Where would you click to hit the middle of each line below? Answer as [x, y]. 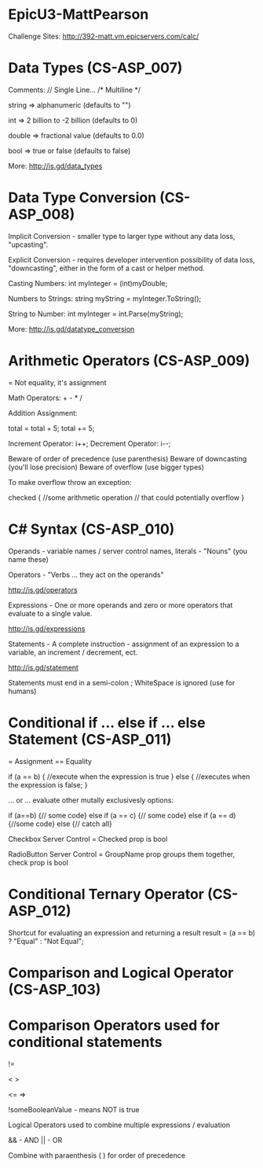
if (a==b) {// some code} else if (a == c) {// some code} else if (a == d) [122, 815]
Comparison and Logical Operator [121, 973]
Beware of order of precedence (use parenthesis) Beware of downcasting [128, 458]
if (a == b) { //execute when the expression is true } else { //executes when [129, 777]
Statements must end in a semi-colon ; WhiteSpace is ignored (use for [122, 682]
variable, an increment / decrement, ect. [73, 652]
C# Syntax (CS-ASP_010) [91, 529]
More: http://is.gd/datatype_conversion [71, 329]
